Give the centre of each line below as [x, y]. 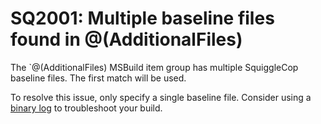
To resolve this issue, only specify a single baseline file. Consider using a [161, 97]
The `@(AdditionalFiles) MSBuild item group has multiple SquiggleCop [154, 67]
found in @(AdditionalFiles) [126, 39]
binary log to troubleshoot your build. [86, 108]
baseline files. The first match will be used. [98, 78]
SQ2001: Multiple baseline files [142, 18]
